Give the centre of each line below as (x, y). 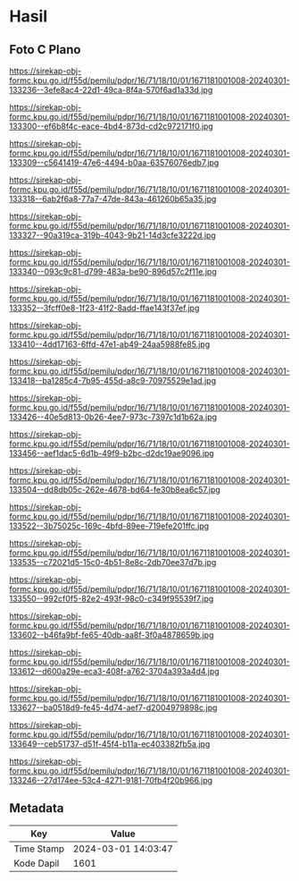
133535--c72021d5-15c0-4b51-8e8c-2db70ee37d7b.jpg (113, 562)
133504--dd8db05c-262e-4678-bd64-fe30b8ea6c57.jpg (115, 490)
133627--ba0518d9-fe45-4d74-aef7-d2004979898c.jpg (113, 707)
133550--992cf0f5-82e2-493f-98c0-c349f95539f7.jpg (112, 598)
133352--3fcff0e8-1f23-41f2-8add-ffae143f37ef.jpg (104, 308)
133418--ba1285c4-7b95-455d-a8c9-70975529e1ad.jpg (113, 381)
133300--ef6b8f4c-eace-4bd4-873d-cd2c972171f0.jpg (112, 126)
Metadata (37, 808)
